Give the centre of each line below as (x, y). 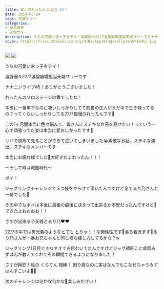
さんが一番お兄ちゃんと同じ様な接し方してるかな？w (67, 238)
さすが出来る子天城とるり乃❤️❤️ (37, 221)
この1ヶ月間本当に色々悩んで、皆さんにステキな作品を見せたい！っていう (78, 124)
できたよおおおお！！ (26, 211)
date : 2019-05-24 (23, 14)
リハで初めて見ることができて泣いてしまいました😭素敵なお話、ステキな (78, 140)
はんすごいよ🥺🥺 (21, 271)
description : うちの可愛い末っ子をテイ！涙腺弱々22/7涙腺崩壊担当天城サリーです (78, 37)
